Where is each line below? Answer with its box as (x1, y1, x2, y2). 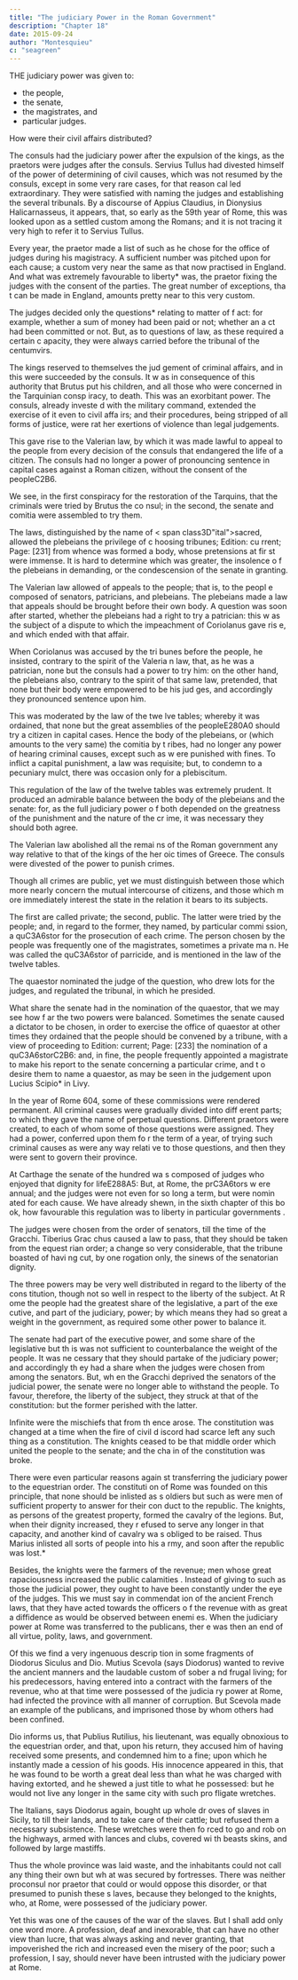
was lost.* (9, 1548, 46, 1558)
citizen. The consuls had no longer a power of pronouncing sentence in (9, 455, 271, 466)
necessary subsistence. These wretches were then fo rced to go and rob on (9, 1824, 286, 1834)
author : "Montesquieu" (9, 37, 93, 47)
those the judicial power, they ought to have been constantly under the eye (9, 1584, 283, 1595)
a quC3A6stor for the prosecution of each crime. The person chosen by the (9, 931, 286, 941)
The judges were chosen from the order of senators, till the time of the (9, 1224, 266, 1235)
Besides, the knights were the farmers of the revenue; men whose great (9, 1564, 272, 1576)
